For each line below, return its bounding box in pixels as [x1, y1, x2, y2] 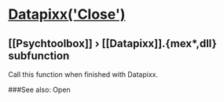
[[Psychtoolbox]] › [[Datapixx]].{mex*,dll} [8, 37, 218, 50]
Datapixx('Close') [8, 5, 126, 24]
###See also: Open [8, 85, 71, 94]
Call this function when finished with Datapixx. [8, 70, 159, 79]
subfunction [8, 49, 70, 62]
